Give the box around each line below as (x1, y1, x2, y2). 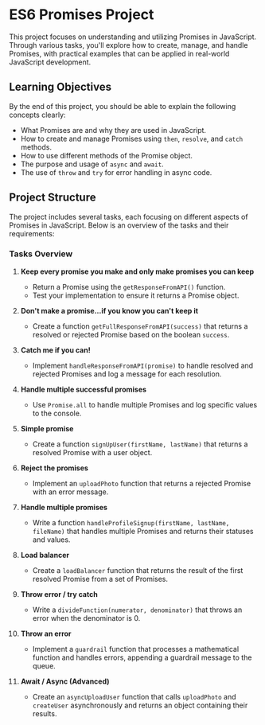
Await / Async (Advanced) (20, 676, 110, 686)
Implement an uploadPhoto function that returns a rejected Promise (32, 478, 251, 488)
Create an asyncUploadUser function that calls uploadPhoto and (32, 692, 237, 701)
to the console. (32, 408, 82, 418)
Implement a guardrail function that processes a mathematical (32, 644, 240, 653)
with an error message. (32, 487, 109, 497)
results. (32, 708, 57, 718)
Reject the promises (20, 463, 88, 473)
